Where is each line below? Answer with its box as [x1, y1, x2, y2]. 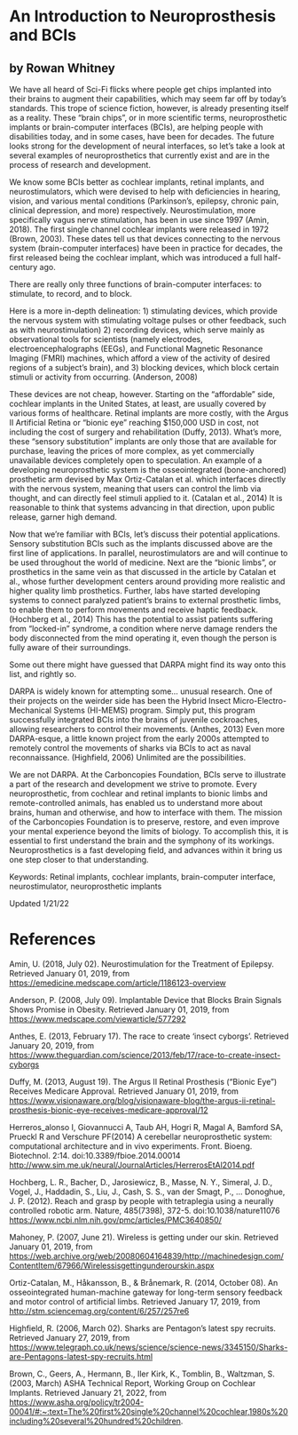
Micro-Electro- [232, 696, 286, 706]
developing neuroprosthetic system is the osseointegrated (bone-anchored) [9, 465, 286, 474]
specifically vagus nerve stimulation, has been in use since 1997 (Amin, [9, 215, 270, 225]
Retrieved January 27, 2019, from [9, 1332, 130, 1343]
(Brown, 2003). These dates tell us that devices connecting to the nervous [9, 234, 281, 243]
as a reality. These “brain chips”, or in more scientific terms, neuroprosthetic [9, 113, 287, 123]
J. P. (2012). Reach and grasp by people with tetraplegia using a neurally [9, 1195, 274, 1206]
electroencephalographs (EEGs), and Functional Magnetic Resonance [9, 344, 263, 354]
